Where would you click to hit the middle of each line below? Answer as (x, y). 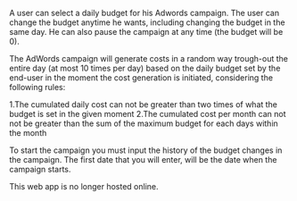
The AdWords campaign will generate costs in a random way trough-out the (148, 59)
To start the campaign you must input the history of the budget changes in (146, 150)
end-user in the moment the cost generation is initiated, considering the (141, 78)
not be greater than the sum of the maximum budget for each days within (144, 123)
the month (28, 133)
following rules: (37, 87)
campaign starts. (40, 169)
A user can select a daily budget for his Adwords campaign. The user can (144, 13)
